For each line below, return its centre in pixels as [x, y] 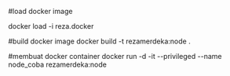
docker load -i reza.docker [51, 26]
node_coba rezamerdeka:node [58, 64]
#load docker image [40, 11]
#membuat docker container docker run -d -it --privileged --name [115, 56]
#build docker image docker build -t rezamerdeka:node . [99, 41]
